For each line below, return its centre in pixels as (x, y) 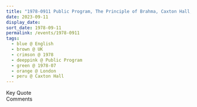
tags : (13, 38)
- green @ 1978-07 (34, 65)
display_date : (23, 22)
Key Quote (19, 93)
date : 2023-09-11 (27, 17)
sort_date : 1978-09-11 (34, 28)
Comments (19, 99)
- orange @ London (34, 71)
